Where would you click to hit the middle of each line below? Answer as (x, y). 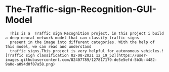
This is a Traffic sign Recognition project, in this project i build (87, 33)
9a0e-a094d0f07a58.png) (30, 64)
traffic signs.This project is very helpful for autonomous (74, 51)
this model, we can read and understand (49, 46)
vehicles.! (153, 51)
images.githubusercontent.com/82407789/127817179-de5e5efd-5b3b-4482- (81, 60)
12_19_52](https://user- (122, 55)
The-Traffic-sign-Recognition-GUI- (81, 9)
